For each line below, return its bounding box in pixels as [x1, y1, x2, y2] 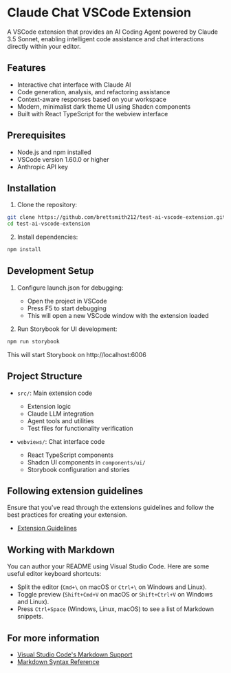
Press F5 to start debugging [27, 304, 107, 312]
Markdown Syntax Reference [16, 657, 100, 665]
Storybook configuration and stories [27, 465, 130, 473]
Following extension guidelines [7, 485, 143, 497]
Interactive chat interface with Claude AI [16, 81, 132, 89]
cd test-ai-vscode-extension [7, 220, 91, 228]
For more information [7, 632, 100, 644]
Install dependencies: [16, 233, 78, 242]
